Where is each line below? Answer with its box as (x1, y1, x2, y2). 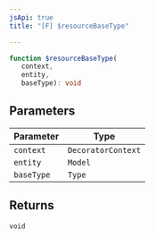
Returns (9, 198, 55, 213)
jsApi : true (9, 13, 53, 22)
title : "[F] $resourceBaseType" (9, 21, 129, 30)
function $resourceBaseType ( (9, 54, 118, 63)
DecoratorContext (67, 145, 141, 155)
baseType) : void (20, 79, 82, 88)
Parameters (9, 104, 76, 119)
